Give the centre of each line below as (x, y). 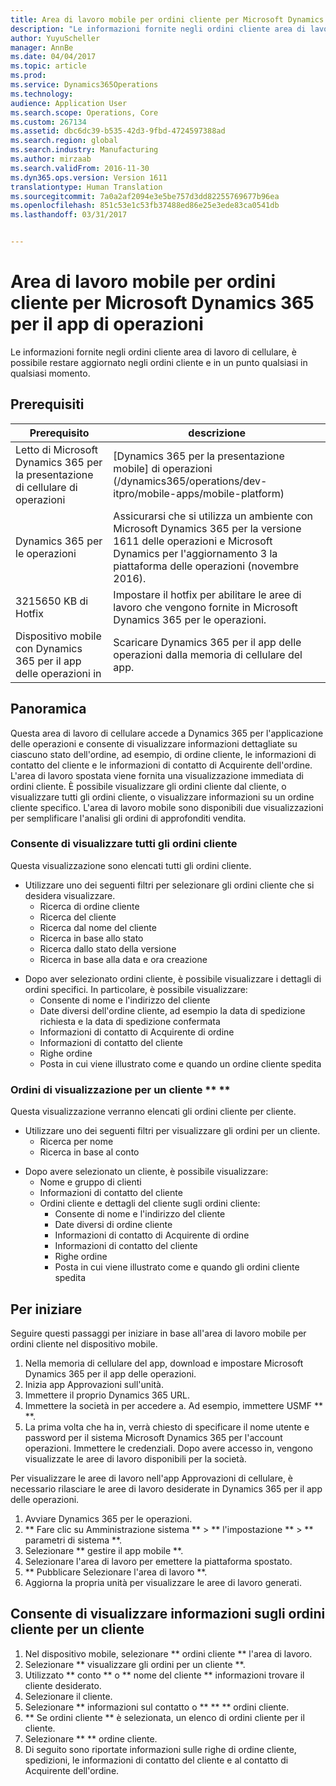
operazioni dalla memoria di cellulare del (208, 654)
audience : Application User (69, 103)
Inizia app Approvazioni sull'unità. (94, 1384)
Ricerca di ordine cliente (89, 906)
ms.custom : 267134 (48, 122)
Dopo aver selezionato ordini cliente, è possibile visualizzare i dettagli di (173, 978)
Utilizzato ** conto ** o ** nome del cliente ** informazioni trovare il (164, 1675)
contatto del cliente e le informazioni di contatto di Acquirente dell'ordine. (161, 765)
